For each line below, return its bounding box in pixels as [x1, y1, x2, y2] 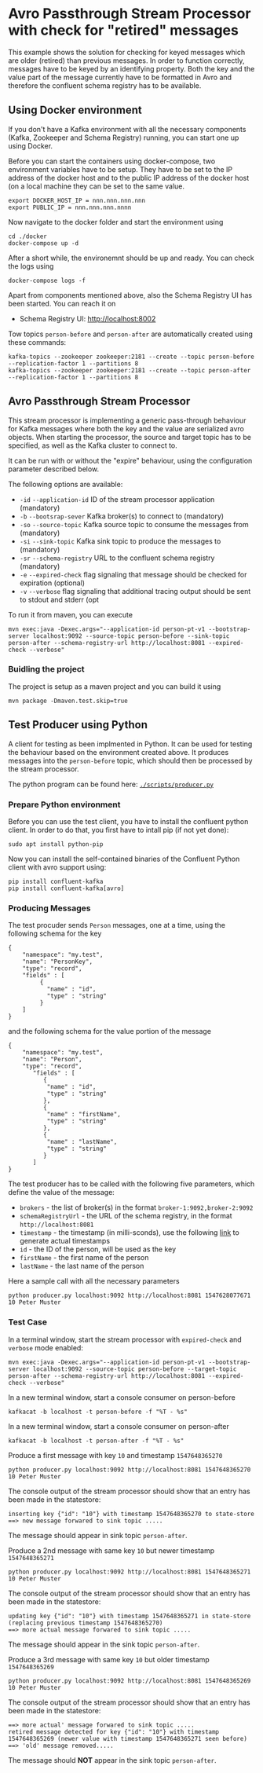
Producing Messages [8, 903, 91, 914]
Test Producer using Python [8, 718, 148, 731]
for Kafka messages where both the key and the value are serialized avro [8, 423, 245, 433]
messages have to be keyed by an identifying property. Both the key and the [8, 64, 255, 73]
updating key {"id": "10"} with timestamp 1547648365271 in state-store [8, 1612, 251, 1620]
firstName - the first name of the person [19, 1253, 149, 1262]
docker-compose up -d [8, 239, 79, 247]
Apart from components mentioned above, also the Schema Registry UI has [8, 290, 253, 299]
